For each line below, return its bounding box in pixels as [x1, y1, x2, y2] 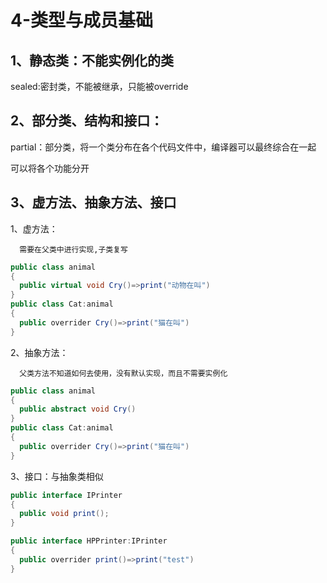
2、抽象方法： [10, 346, 69, 358]
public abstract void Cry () [19, 404, 137, 415]
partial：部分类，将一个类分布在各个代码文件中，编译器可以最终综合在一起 [10, 141, 317, 153]
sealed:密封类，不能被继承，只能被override [10, 81, 189, 92]
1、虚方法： [10, 222, 58, 235]
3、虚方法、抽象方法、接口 [10, 194, 177, 211]
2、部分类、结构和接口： [10, 112, 164, 130]
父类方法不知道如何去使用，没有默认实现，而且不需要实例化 [19, 368, 228, 378]
